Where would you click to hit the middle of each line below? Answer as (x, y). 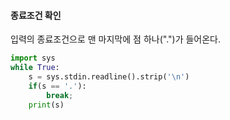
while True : (35, 68)
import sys (33, 58)
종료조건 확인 (36, 15)
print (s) (46, 105)
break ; (60, 95)
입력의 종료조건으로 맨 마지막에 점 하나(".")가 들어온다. (116, 39)
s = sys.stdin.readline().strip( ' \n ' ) (109, 76)
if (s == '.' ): (57, 86)
